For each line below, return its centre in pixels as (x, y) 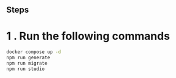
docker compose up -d (34, 52)
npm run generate (28, 58)
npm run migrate (27, 63)
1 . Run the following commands (88, 36)
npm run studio (26, 69)
